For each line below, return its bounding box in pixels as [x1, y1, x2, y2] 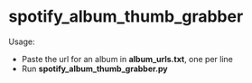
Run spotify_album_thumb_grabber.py [21, 63, 168, 74]
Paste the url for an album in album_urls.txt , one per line [21, 53, 234, 64]
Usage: [8, 36, 35, 47]
